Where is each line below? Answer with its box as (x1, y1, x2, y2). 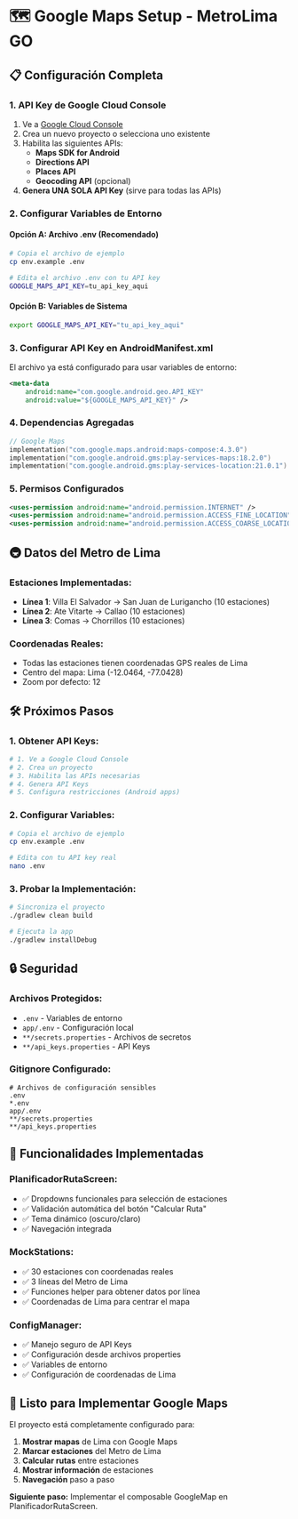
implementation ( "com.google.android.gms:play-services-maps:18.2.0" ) (9, 454, 272, 462)
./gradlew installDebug (9, 935, 98, 944)
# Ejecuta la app (9, 928, 74, 936)
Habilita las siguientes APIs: (21, 138, 124, 149)
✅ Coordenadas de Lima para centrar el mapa (21, 1296, 191, 1306)
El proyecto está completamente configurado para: (9, 1419, 195, 1429)
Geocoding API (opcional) (35, 175, 131, 186)
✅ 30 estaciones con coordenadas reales (21, 1266, 174, 1276)
